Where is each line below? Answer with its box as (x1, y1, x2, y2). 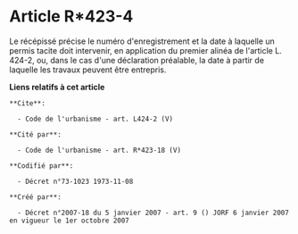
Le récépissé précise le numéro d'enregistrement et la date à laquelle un (9, 36, 275, 46)
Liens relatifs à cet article (9, 81, 105, 92)
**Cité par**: (9, 130, 62, 139)
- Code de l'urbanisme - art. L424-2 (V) (17, 114, 174, 123)
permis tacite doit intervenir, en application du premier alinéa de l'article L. (9, 45, 283, 55)
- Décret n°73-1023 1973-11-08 (17, 177, 134, 186)
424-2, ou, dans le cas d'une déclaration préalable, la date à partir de (9, 54, 265, 65)
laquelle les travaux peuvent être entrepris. (9, 64, 167, 75)
